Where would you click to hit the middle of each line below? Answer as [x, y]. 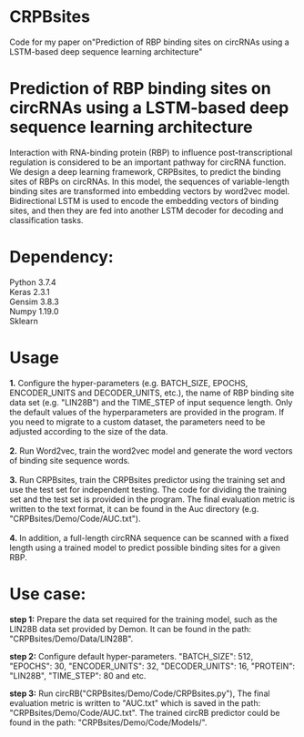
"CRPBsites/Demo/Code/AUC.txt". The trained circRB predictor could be [145, 712]
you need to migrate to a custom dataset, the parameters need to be [137, 422]
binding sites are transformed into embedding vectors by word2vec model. [150, 191]
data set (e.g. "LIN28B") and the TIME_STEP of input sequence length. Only [151, 402]
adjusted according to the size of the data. [89, 431]
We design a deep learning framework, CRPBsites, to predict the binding [145, 171]
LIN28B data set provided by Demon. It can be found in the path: [131, 629]
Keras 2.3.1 [30, 292]
